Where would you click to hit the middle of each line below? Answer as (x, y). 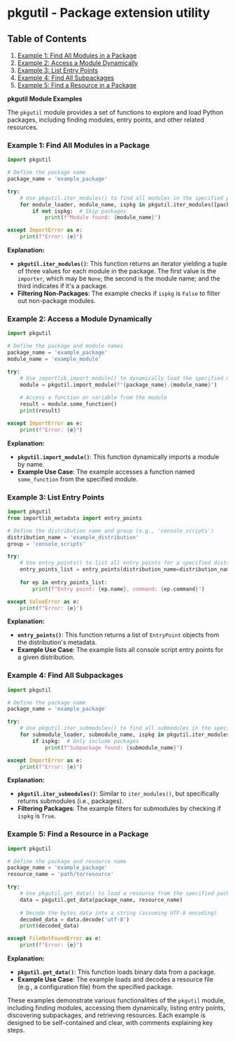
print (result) (40, 411)
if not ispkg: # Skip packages (80, 211)
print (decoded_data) (50, 926)
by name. (31, 464)
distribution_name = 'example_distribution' (73, 537)
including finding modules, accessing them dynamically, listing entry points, (116, 1008)
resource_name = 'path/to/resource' (60, 874)
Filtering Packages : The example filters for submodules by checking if (119, 809)
